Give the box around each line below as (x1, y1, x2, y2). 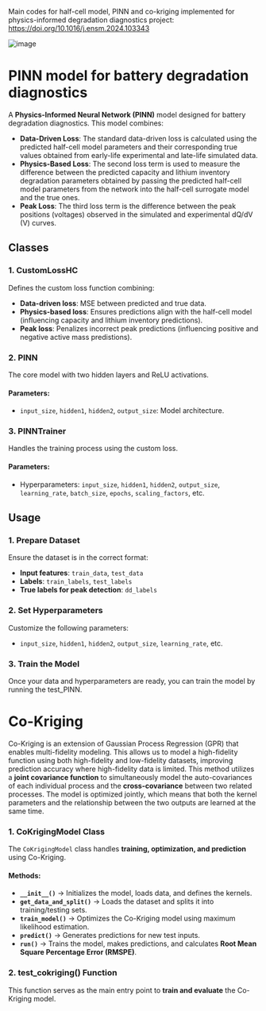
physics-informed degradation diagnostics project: (8, 15, 175, 25)
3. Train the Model (8, 658, 80, 669)
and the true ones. (19, 192, 80, 202)
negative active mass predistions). (19, 332, 133, 342)
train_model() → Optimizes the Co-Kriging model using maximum (19, 913, 236, 924)
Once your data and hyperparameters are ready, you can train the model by (8, 676, 256, 685)
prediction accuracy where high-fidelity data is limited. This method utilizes (8, 764, 255, 774)
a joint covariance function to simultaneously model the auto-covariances (8, 772, 253, 781)
